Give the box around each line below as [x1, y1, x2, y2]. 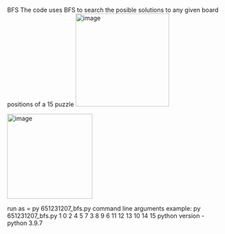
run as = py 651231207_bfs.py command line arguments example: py [7, 204, 201, 212]
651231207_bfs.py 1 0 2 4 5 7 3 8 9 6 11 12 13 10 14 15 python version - [7, 212, 205, 220]
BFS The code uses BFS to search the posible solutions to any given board [7, 6, 219, 14]
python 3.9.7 [7, 219, 43, 227]
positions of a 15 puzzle [7, 100, 74, 108]
